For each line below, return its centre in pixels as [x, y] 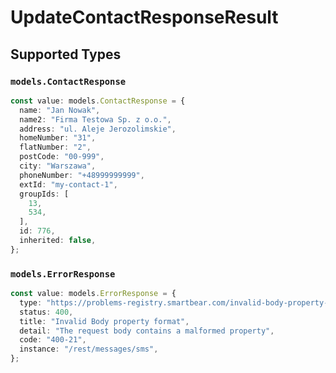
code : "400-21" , [53, 340]
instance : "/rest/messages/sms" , [89, 349]
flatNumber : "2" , [55, 147]
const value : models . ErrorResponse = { [93, 294]
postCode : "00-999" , [62, 157]
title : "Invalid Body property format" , [104, 321]
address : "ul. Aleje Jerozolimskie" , [98, 129]
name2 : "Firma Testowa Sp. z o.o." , [95, 119]
